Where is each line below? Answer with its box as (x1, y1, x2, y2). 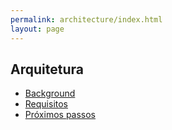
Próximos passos (24, 109, 97, 121)
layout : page (10, 24, 65, 34)
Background (24, 87, 76, 100)
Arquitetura (10, 61, 84, 78)
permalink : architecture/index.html (10, 14, 163, 25)
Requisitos (24, 98, 69, 110)
